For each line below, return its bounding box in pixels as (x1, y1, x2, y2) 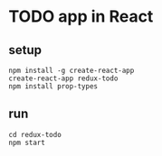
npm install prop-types (8, 82, 99, 91)
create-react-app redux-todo (8, 74, 119, 83)
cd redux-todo (8, 130, 62, 139)
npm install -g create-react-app (8, 66, 135, 75)
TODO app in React (8, 6, 154, 27)
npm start (8, 138, 46, 147)
